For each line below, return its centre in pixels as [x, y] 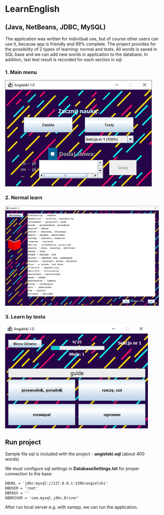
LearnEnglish [32, 9]
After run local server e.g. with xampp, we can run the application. [72, 507]
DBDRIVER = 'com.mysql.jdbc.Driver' [42, 498]
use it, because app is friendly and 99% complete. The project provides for [81, 44]
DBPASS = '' [17, 493]
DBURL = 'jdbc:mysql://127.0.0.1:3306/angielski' [57, 483]
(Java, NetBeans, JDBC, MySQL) [55, 27]
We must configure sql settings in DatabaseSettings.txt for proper [72, 469]
